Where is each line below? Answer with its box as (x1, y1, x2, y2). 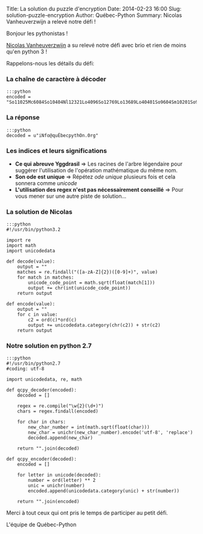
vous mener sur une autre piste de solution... (14, 192, 127, 200)
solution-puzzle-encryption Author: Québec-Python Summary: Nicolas (6, 12, 182, 19)
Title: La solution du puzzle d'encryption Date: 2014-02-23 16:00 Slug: (6, 5, 182, 12)
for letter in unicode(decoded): (17, 472, 101, 478)
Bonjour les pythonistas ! (6, 30, 68, 37)
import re (6, 237, 31, 243)
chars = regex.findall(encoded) (17, 408, 98, 414)
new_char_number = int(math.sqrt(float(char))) (28, 424, 150, 430)
